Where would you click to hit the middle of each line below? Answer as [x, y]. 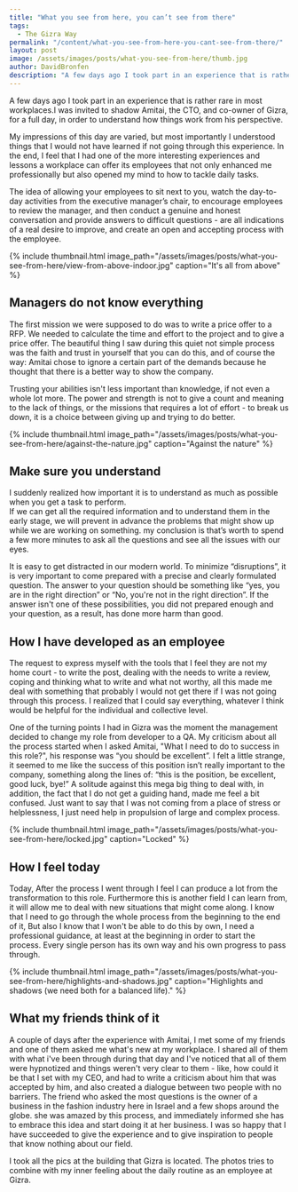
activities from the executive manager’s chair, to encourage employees [154, 201]
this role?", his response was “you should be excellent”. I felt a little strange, [147, 756]
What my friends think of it [84, 1018]
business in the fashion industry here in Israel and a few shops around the [144, 1106]
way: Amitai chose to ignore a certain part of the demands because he [138, 362]
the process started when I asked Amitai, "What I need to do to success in [145, 746]
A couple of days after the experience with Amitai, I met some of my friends [147, 1039]
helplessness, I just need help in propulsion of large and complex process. [145, 813]
